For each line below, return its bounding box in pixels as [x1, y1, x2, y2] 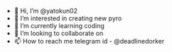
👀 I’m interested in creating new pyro [14, 14, 122, 22]
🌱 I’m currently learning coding [14, 22, 105, 30]
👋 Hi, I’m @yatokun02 [14, 7, 78, 15]
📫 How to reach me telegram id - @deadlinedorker [14, 37, 165, 45]
